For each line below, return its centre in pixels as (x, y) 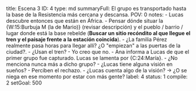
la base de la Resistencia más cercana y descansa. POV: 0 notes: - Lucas (95, 15)
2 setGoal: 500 (24, 83)
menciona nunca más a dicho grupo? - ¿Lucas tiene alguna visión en (89, 64)
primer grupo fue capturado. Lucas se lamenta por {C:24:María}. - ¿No (92, 58)
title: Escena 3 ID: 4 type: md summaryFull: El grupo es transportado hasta (96, 8)
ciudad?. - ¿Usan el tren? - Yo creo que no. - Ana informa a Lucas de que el (98, 52)
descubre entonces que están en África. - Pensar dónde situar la (85, 21)
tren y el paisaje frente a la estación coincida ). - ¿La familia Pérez (87, 39)
